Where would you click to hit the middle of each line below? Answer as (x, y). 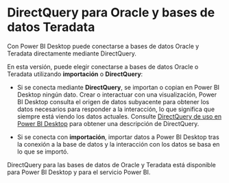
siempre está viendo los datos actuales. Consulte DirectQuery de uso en (119, 116)
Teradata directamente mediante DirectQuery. (72, 53)
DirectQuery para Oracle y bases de (111, 13)
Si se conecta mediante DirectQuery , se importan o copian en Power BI (118, 87)
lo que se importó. (43, 151)
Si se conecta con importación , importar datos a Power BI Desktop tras (118, 137)
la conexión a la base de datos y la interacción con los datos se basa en (118, 144)
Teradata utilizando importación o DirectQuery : (75, 74)
